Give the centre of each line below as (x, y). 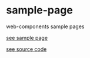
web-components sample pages (45, 26)
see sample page (27, 37)
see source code (26, 49)
